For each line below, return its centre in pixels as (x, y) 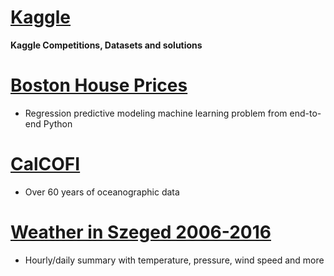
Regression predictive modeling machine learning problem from (156, 113)
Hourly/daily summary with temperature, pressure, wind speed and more (174, 260)
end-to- (305, 113)
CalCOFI (45, 164)
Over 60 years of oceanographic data (102, 192)
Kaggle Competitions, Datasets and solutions (106, 45)
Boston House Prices (99, 85)
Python (58, 123)
